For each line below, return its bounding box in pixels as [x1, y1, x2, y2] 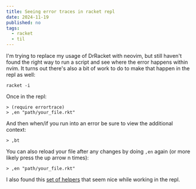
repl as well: [6, 71, 36, 78]
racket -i [6, 83, 31, 89]
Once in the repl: [6, 93, 47, 100]
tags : [6, 25, 20, 31]
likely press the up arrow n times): [6, 154, 89, 161]
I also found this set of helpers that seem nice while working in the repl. [6, 176, 181, 183]
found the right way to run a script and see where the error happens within [6, 58, 188, 66]
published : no [6, 19, 41, 25]
